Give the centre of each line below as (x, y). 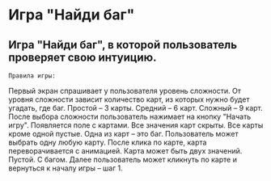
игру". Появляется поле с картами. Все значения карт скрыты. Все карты (136, 125)
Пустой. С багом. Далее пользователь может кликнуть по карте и (123, 160)
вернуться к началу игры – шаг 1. (66, 168)
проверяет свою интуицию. (83, 57)
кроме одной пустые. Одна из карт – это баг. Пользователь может (123, 134)
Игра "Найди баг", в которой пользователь (123, 45)
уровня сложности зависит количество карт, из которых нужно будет (129, 99)
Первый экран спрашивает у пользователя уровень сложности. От (125, 91)
